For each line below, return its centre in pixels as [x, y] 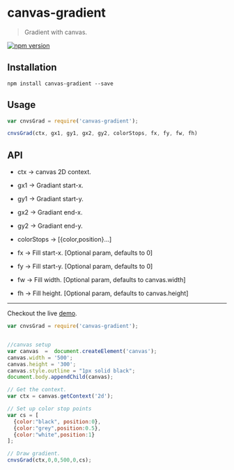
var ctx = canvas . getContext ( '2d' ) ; [60, 396]
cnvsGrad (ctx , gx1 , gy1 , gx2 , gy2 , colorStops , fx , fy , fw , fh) [102, 134]
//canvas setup [29, 345]
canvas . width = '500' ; [40, 358]
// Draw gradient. [34, 454]
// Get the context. [37, 390]
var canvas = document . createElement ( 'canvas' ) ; [82, 351]
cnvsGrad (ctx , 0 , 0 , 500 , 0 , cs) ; [49, 460]
